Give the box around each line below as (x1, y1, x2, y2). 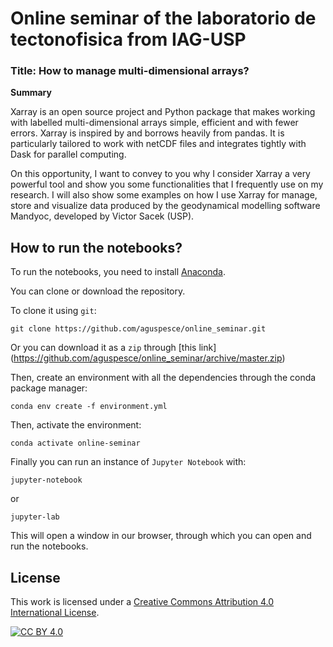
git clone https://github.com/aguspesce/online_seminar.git (10, 324, 267, 334)
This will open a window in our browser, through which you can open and (10, 530, 312, 542)
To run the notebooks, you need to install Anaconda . (10, 266, 226, 278)
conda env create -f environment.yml (10, 402, 168, 412)
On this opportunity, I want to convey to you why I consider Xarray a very (10, 168, 311, 180)
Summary (10, 87, 52, 99)
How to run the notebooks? (10, 239, 183, 256)
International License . (10, 607, 100, 619)
